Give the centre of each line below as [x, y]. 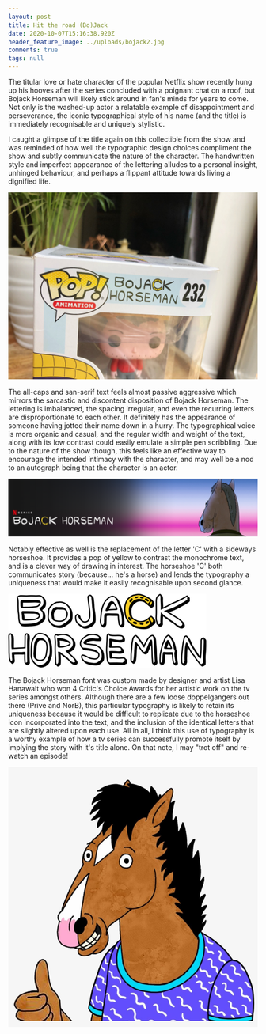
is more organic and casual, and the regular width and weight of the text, [127, 434]
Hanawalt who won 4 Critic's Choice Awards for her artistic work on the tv [129, 688]
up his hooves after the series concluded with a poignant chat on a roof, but [132, 90]
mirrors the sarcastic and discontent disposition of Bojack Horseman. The [128, 400]
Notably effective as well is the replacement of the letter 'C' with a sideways [132, 549]
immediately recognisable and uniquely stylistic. [87, 124]
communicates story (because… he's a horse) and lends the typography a [129, 574]
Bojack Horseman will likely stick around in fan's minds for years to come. [129, 98]
